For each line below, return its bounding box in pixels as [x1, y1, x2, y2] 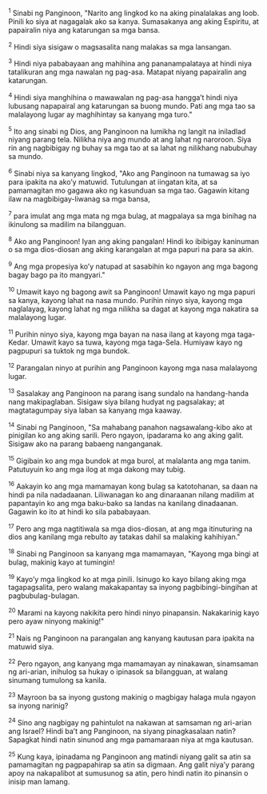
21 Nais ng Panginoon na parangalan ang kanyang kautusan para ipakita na [8, 632, 255, 643]
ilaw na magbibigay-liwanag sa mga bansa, [8, 194, 150, 203]
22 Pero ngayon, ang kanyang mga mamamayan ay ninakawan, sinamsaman [8, 657, 258, 668]
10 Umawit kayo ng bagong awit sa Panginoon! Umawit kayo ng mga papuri [8, 285, 256, 297]
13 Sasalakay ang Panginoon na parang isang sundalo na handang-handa [8, 387, 249, 398]
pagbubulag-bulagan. [8, 591, 80, 600]
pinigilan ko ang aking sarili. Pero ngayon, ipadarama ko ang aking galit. [8, 431, 244, 441]
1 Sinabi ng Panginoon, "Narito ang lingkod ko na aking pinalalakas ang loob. [8, 7, 260, 18]
